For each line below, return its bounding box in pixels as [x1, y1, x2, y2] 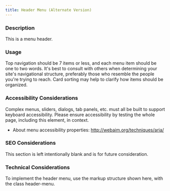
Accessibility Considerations [5, 95, 78, 102]
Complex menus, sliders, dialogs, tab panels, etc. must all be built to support [5, 106, 165, 112]
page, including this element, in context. [5, 117, 89, 123]
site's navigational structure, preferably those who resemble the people [5, 71, 155, 77]
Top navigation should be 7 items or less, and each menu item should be [5, 60, 157, 66]
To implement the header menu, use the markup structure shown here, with [5, 175, 163, 181]
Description [5, 24, 35, 31]
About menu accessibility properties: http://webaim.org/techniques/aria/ [12, 127, 164, 133]
